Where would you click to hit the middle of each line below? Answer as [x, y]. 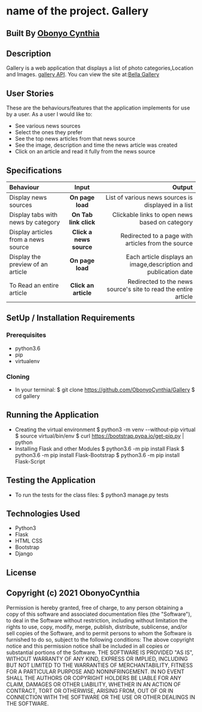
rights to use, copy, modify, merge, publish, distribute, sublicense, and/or [97, 627]
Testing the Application [51, 480]
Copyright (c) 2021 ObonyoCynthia [73, 593]
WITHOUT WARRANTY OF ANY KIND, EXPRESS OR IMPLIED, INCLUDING [97, 658]
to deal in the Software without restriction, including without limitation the [97, 620]
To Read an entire [34, 286]
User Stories [30, 94]
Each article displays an [159, 257]
